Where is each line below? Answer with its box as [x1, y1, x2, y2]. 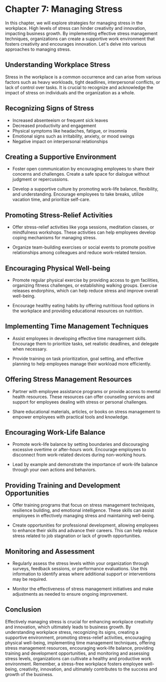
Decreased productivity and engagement [12, 123, 97, 129]
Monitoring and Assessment [5, 547, 95, 555]
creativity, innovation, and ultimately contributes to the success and [19, 666, 158, 672]
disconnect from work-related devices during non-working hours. [12, 452, 147, 458]
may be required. [12, 576, 48, 582]
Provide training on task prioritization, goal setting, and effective [12, 355, 144, 361]
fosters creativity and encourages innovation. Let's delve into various [5, 41, 147, 47]
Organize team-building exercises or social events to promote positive [12, 244, 156, 250]
